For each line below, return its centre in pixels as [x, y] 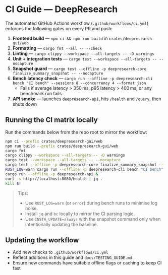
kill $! [13, 183]
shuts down [24, 104]
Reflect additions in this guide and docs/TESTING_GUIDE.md [72, 257]
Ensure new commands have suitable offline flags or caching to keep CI [87, 263]
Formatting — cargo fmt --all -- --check [57, 48]
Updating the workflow [42, 240]
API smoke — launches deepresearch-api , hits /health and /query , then [87, 99]
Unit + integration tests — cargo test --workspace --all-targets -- [85, 58]
